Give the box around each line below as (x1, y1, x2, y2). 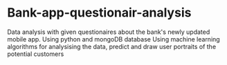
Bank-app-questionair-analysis (7, 5, 192, 21)
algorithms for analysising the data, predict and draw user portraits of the (7, 42, 217, 50)
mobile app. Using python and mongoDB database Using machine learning (7, 35, 220, 43)
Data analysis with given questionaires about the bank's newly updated (7, 28, 210, 36)
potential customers (7, 50, 64, 58)
